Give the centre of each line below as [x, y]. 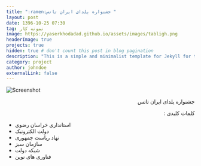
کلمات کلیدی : [179, 113]
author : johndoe [26, 67]
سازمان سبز [29, 144]
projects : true [25, 46]
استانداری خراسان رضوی [43, 125]
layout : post [22, 17]
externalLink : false [32, 73]
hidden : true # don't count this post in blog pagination [80, 51]
